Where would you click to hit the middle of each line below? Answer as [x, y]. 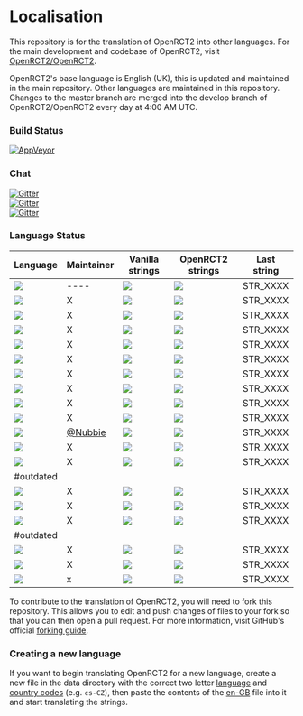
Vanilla [144, 259]
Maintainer [90, 265]
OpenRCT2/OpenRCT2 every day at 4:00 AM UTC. [104, 107]
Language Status [47, 236]
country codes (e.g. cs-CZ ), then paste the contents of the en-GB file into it [148, 693]
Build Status [37, 130]
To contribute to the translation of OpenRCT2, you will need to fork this [141, 601]
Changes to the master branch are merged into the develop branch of [138, 98]
